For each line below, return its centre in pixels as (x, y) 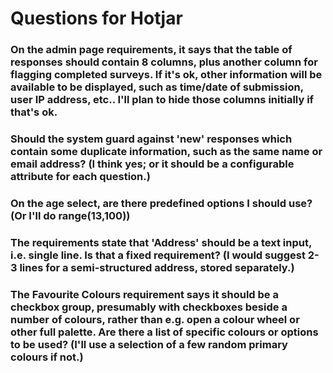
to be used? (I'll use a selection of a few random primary (149, 344)
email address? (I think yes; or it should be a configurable (152, 164)
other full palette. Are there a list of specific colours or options (164, 332)
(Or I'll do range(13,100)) (70, 215)
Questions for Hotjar (96, 18)
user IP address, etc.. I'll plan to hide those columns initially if (162, 100)
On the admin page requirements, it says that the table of (151, 50)
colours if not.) (47, 357)
